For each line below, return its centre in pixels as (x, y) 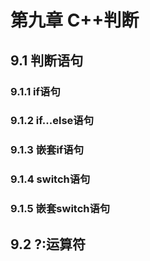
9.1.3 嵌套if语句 (47, 150)
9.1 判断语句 (47, 60)
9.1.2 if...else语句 (52, 121)
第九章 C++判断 (75, 20)
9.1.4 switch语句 (50, 179)
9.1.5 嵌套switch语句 (60, 209)
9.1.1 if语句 (35, 91)
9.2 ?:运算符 (48, 244)
